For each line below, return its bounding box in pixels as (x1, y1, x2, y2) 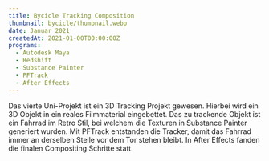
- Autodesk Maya (15, 49, 70, 57)
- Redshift (15, 57, 52, 65)
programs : (8, 42, 42, 50)
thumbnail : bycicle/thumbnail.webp (8, 19, 128, 27)
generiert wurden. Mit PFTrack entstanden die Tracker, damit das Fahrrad (8, 126, 251, 136)
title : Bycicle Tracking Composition (8, 11, 135, 20)
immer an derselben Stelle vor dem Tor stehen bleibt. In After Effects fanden (8, 135, 260, 144)
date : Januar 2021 (8, 26, 70, 34)
